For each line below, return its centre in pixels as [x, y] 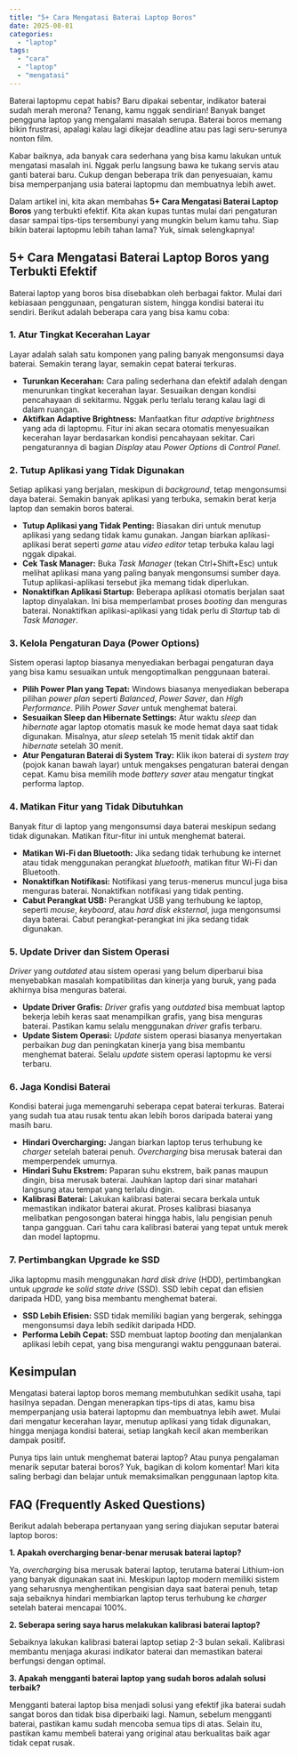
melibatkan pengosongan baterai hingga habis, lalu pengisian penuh [147, 1218]
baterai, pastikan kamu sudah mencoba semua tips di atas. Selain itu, [136, 1724]
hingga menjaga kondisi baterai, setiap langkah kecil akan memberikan [139, 1431]
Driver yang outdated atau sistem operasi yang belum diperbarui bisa [137, 971]
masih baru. [31, 1125]
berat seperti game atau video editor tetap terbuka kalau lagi [163, 544]
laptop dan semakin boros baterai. [72, 509]
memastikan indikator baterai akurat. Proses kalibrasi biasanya [137, 1209]
